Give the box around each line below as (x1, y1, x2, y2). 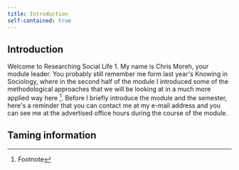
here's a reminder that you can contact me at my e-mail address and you (7, 101, 221, 110)
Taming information (7, 129, 97, 142)
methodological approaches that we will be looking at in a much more (7, 85, 211, 93)
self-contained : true (7, 17, 72, 24)
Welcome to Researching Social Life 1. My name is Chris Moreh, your (7, 62, 209, 71)
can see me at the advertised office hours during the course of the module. (7, 108, 228, 117)
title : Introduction (7, 10, 69, 18)
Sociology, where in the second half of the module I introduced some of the (7, 78, 229, 86)
